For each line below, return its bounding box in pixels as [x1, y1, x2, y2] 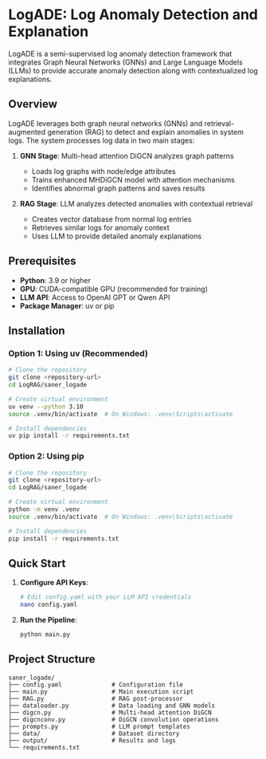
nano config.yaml [19, 600, 78, 609]
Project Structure [8, 652, 96, 667]
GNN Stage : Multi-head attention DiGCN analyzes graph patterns [19, 151, 234, 160]
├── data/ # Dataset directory [8, 730, 180, 737]
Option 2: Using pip [8, 450, 85, 462]
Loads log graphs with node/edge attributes [31, 166, 177, 176]
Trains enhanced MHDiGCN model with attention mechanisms [31, 175, 235, 184]
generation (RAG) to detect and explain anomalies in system [47, 127, 244, 136]
